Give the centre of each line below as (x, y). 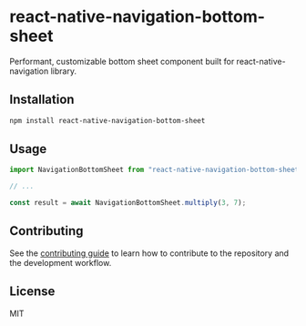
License (32, 292)
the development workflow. (61, 262)
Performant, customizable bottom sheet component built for (122, 61)
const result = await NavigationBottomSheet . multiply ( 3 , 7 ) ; (128, 203)
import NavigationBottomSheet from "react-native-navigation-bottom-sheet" (156, 170)
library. (64, 71)
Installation (42, 100)
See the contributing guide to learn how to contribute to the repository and (149, 253)
